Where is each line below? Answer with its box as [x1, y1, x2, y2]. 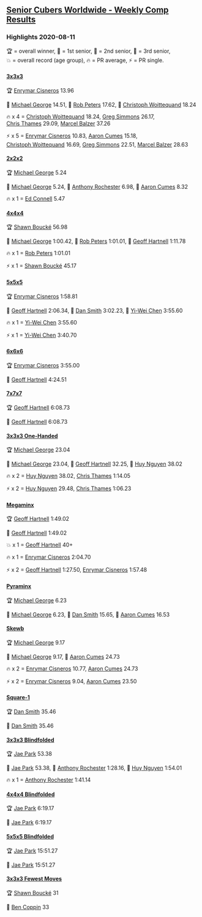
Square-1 [6, 694, 31, 701]
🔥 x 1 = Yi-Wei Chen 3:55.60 [6, 318, 78, 326]
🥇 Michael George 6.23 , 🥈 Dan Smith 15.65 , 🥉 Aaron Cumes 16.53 [6, 610, 170, 618]
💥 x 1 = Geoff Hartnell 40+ [6, 541, 73, 548]
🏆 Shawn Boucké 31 [6, 889, 59, 896]
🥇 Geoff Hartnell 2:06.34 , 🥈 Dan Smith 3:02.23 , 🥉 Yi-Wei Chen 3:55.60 [6, 307, 183, 314]
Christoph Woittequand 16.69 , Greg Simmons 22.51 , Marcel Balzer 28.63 [6, 140, 189, 148]
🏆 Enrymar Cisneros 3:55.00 [6, 361, 80, 369]
